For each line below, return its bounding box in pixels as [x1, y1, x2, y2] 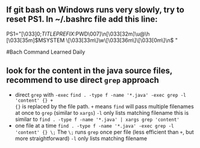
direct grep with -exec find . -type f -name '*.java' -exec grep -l [14, 91, 187, 98]
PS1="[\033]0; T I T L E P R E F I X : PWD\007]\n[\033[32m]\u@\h [6, 30, 150, 37]
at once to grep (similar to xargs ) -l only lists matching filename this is [14, 109, 189, 116]
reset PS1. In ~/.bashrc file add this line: [6, 14, 158, 25]
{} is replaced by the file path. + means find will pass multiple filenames [14, 102, 194, 110]
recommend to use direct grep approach [6, 75, 160, 85]
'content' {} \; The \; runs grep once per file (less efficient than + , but [14, 128, 194, 135]
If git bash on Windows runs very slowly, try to [6, 5, 185, 15]
